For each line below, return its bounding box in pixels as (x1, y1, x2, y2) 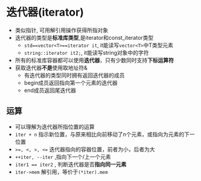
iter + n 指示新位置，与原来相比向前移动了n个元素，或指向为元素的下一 (14, 130, 195, 138)
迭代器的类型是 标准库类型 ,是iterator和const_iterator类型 (14, 34, 154, 41)
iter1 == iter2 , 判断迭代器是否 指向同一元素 (14, 161, 127, 168)
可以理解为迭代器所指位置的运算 (14, 123, 95, 130)
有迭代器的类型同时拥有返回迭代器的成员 (24, 72, 125, 79)
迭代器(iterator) (6, 5, 85, 19)
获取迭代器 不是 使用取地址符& (14, 64, 88, 71)
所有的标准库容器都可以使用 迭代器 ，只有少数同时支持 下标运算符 (14, 57, 174, 64)
